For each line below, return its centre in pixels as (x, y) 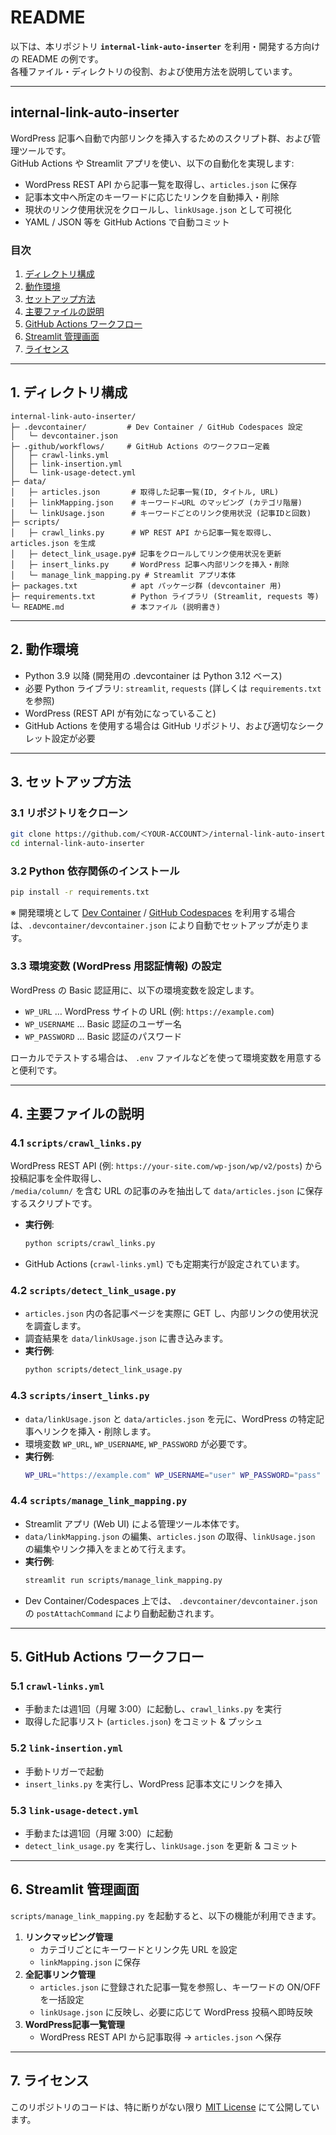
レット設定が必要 (60, 738)
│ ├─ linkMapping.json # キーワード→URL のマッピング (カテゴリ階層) (156, 502)
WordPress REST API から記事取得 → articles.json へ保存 (160, 2037)
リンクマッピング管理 (68, 1937)
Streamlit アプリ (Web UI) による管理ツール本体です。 (134, 1523)
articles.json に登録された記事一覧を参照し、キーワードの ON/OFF (180, 1987)
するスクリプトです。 (54, 1203)
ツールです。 (45, 150)
